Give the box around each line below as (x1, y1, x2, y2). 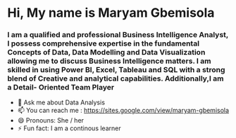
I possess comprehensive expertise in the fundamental (7, 39, 199, 48)
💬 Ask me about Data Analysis (17, 98, 106, 106)
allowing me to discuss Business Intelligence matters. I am (7, 56, 211, 66)
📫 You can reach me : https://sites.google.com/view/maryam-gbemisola (17, 106, 230, 115)
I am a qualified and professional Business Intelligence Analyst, (7, 30, 229, 40)
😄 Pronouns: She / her (17, 116, 85, 125)
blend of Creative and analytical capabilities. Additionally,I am (7, 74, 224, 83)
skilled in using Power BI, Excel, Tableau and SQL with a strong (7, 65, 225, 75)
